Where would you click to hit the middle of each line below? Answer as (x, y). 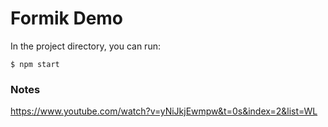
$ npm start (35, 64)
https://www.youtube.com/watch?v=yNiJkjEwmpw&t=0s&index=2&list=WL (164, 111)
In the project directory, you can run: (85, 46)
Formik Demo (67, 18)
